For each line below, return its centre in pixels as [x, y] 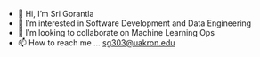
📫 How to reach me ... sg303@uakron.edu [96, 43]
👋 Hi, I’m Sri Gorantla [56, 14]
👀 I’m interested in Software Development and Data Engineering [134, 23]
